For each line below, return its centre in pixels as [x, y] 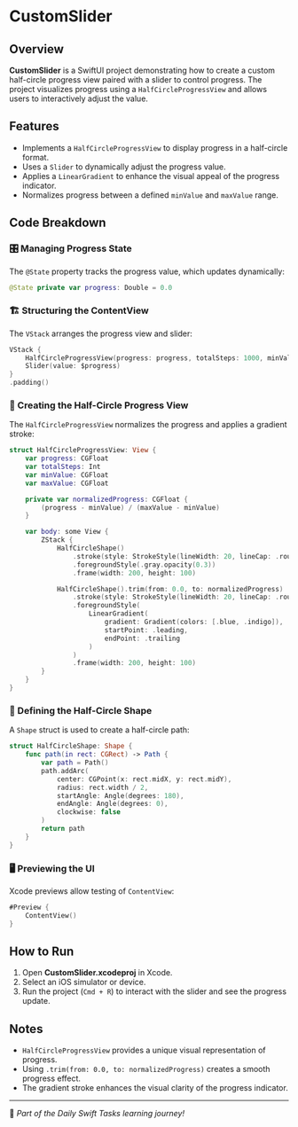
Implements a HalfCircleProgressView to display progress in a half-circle [155, 147]
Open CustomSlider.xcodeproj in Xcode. [97, 973]
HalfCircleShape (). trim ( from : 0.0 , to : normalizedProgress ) [170, 589]
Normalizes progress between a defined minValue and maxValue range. [150, 195]
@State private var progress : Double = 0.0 [91, 287]
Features [34, 126]
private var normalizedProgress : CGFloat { [107, 499]
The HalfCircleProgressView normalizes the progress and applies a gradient [148, 425]
